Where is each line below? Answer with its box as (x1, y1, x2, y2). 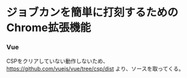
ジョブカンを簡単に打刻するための (6, 5, 179, 19)
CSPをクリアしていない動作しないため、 (6, 57, 109, 65)
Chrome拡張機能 (6, 21, 91, 35)
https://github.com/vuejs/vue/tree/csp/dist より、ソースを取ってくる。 (6, 65, 185, 73)
